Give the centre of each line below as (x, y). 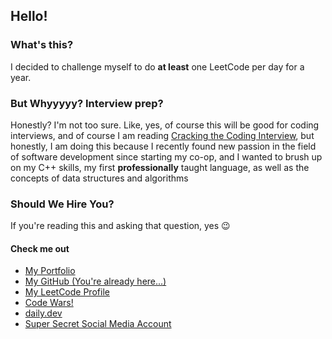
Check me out (40, 248)
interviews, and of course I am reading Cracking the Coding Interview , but (162, 135)
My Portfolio (50, 271)
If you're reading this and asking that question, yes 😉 (120, 226)
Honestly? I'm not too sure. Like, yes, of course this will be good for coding (165, 125)
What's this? (42, 45)
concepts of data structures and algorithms (99, 178)
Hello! (29, 16)
